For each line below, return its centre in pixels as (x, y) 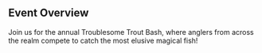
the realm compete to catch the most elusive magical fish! (103, 40)
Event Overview (49, 13)
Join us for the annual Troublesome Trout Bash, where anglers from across (131, 32)
